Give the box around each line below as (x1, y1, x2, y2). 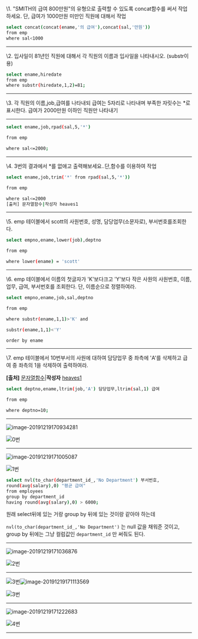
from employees (6, 488, 44, 494)
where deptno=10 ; (6, 407, 49, 414)
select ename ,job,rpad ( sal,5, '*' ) (6, 124, 91, 130)
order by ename (6, 338, 44, 343)
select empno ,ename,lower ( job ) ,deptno (6, 237, 101, 244)
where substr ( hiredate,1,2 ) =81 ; (6, 82, 85, 89)
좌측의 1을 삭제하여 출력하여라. (18, 362, 88, 369)
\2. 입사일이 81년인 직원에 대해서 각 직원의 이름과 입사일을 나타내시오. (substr (6, 52, 184, 59)
